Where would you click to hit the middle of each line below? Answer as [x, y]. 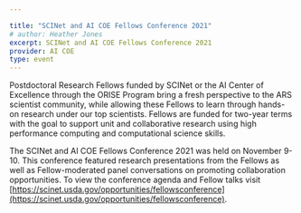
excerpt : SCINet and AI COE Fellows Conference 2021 [111, 43]
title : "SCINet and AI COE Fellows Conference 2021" [111, 25]
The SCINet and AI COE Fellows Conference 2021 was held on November [146, 151]
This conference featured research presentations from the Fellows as [151, 160]
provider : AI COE [42, 51]
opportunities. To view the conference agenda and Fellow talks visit [135, 180]
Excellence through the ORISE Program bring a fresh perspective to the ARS [150, 95]
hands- [272, 104]
